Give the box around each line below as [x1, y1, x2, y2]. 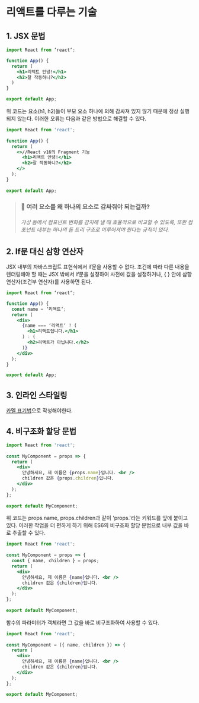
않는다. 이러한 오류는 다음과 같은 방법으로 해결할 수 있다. [17, 115, 147, 122]
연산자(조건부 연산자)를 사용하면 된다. [6, 278, 93, 285]
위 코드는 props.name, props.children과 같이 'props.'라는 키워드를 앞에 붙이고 [6, 515, 188, 522]
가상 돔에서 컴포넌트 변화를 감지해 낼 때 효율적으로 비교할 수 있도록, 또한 [20, 219, 187, 226]
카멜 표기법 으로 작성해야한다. [6, 407, 73, 414]
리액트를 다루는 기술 [6, 5, 98, 19]
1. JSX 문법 [6, 31, 46, 41]
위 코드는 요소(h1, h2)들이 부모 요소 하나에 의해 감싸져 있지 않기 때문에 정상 [6, 108, 179, 115]
